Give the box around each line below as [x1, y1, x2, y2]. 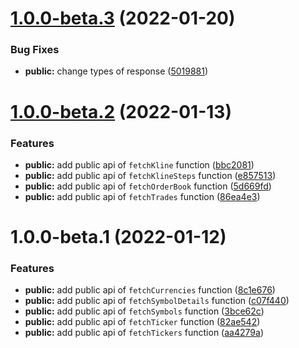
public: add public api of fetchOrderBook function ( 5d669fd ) [24, 180, 272, 192]
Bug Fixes [10, 43, 60, 57]
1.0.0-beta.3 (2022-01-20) [10, 7, 236, 30]
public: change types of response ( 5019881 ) [24, 65, 209, 77]
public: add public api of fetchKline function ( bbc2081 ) [24, 158, 255, 171]
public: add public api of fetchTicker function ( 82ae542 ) [24, 316, 261, 328]
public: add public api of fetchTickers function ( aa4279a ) [24, 327, 264, 339]
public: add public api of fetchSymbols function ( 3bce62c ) [24, 305, 265, 317]
